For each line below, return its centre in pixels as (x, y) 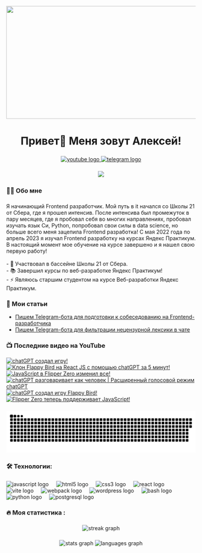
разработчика (33, 323)
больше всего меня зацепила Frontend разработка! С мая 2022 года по (98, 232)
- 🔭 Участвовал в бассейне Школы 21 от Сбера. (67, 264)
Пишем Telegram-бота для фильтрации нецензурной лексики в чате (103, 330)
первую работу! (27, 251)
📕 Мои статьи (27, 304)
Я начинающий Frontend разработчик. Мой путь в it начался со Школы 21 (101, 206)
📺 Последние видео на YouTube (56, 346)
